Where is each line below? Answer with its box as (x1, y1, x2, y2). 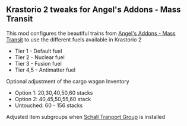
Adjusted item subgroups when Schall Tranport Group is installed (6, 113, 166, 120)
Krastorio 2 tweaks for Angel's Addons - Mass (6, 5, 181, 15)
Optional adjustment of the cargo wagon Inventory (6, 77, 129, 85)
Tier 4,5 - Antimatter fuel (14, 66, 76, 73)
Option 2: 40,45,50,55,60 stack (14, 95, 91, 102)
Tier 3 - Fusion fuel (14, 60, 62, 67)
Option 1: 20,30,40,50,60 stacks (14, 89, 93, 96)
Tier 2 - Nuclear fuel (14, 53, 65, 61)
